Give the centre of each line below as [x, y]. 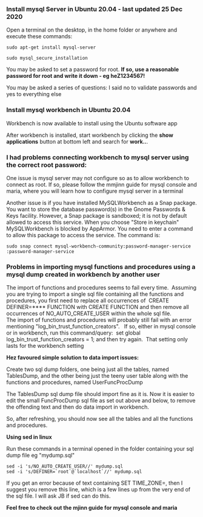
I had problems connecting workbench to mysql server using [98, 157]
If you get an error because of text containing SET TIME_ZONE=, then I [95, 483]
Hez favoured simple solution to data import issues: [73, 358]
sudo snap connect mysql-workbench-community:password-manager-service [98, 246]
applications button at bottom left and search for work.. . [77, 141]
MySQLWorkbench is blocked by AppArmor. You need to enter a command [100, 228]
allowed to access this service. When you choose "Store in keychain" [93, 222]
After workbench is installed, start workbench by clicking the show [90, 135]
